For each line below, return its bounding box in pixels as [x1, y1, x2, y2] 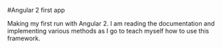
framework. [7, 34, 41, 42]
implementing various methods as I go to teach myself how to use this [7, 27, 209, 35]
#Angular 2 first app [7, 6, 65, 14]
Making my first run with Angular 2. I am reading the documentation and [7, 19, 215, 27]
